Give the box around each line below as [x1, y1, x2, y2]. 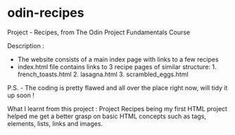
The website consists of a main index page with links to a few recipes [17, 55, 220, 64]
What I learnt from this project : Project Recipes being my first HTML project [7, 104, 227, 113]
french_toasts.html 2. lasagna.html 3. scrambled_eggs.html [17, 70, 189, 78]
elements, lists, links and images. [7, 119, 103, 127]
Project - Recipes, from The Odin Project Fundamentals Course [7, 28, 191, 36]
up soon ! [7, 91, 35, 99]
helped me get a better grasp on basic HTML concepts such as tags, [7, 112, 206, 120]
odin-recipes [7, 5, 84, 21]
